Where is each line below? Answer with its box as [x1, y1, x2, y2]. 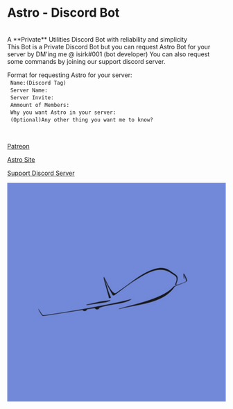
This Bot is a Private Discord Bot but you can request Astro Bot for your [7, 42, 211, 51]
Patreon [7, 142, 30, 150]
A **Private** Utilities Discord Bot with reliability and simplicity [7, 35, 188, 43]
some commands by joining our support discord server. [7, 57, 166, 65]
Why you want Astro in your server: [10, 109, 116, 116]
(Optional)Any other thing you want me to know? [10, 116, 154, 123]
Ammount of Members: [10, 101, 70, 108]
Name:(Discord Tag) [10, 79, 67, 86]
